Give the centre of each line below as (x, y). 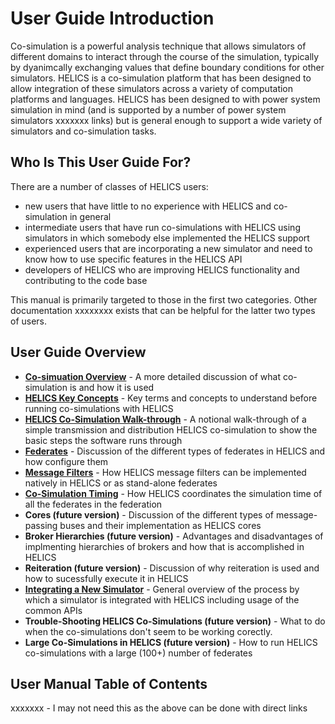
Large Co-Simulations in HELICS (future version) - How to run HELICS (171, 642)
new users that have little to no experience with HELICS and (148, 206)
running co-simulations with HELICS (99, 408)
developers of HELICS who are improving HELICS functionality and (162, 269)
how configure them (66, 461)
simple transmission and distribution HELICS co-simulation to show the (171, 429)
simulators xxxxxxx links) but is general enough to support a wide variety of (166, 120)
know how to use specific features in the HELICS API (133, 259)
